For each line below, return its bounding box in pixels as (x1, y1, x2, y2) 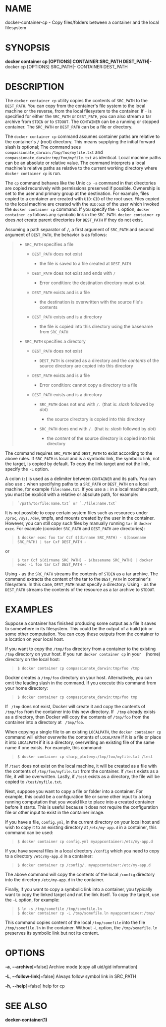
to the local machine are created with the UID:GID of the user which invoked (5, 201, 160, 207)
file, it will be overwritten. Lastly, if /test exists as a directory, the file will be (5, 773, 160, 779)
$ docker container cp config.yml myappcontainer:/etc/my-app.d (17, 839, 153, 844)
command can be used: (5, 829, 54, 836)
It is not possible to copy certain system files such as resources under (5, 509, 148, 516)
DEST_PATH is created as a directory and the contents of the (39, 358, 160, 363)
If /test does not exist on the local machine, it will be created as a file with (5, 763, 157, 769)
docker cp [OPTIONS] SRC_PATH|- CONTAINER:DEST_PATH (5, 63, 128, 69)
